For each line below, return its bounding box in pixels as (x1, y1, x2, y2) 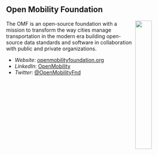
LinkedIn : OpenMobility (14, 63, 71, 70)
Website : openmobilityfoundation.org (14, 56, 104, 63)
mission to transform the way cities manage (6, 26, 112, 33)
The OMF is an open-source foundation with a (6, 20, 118, 27)
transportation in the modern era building (6, 32, 105, 40)
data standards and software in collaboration (24, 39, 132, 46)
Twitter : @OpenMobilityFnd (14, 68, 81, 75)
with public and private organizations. (6, 45, 97, 52)
